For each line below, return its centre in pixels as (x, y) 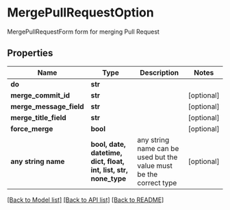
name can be (158, 148)
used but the (157, 157)
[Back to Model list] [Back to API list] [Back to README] (86, 200)
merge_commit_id (40, 95)
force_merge (32, 128)
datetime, (106, 152)
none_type (108, 178)
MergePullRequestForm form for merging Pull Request (83, 32)
